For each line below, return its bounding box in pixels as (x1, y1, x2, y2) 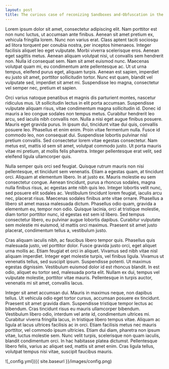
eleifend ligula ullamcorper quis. (5, 153, 72, 159)
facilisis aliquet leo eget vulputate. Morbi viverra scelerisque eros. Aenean (5, 47, 159, 53)
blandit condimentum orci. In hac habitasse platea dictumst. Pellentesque (5, 338, 157, 344)
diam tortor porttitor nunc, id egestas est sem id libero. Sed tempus (5, 211, 145, 217)
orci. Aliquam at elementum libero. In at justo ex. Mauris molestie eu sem (5, 174, 156, 180)
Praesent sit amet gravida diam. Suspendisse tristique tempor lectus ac (5, 300, 153, 306)
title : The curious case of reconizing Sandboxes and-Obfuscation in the (5, 12, 164, 17)
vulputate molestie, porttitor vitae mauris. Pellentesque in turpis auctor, (5, 274, 153, 280)
